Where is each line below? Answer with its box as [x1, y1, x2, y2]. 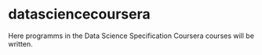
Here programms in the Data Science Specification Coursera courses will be [8, 31, 255, 40]
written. [8, 39, 33, 48]
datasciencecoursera [8, 5, 151, 23]
